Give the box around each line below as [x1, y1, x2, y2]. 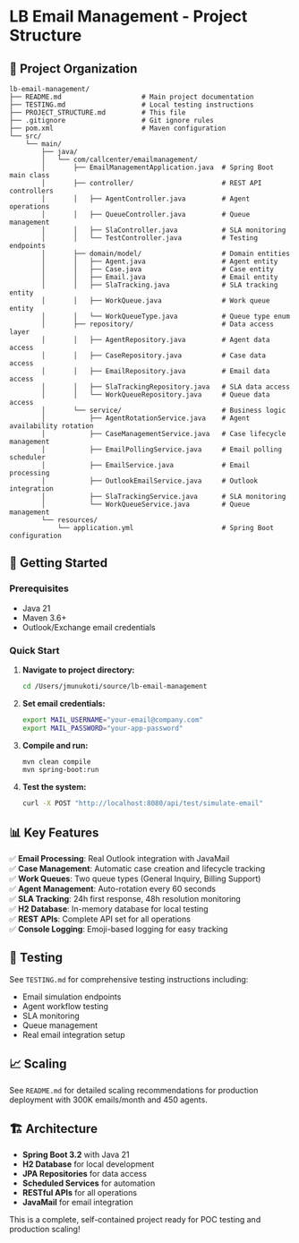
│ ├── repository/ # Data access [41, 320, 275, 329]
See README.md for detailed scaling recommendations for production [9, 1084, 259, 1095]
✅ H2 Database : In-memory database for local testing [9, 904, 209, 914]
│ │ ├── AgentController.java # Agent [41, 194, 251, 203]
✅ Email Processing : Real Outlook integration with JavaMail [9, 853, 230, 864]
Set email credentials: [21, 698, 106, 708]
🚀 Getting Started [9, 555, 108, 570]
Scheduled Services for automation [21, 1178, 156, 1188]
